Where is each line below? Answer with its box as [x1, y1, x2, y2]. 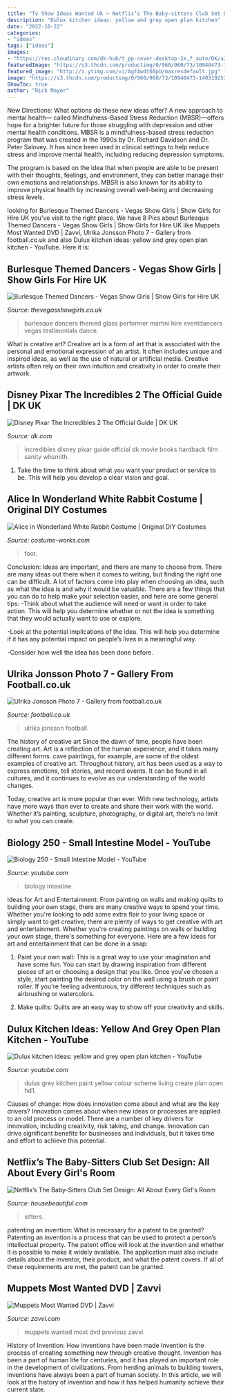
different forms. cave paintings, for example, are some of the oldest [7, 752, 199, 760]
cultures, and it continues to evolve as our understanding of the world [7, 774, 206, 782]
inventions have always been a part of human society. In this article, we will [7, 1370, 222, 1379]
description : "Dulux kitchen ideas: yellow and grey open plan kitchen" [7, 17, 221, 24]
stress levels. [7, 193, 45, 201]
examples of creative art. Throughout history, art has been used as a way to [7, 760, 223, 768]
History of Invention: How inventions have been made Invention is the [7, 1341, 205, 1349]
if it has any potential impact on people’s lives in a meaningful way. [7, 635, 197, 643]
